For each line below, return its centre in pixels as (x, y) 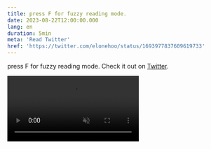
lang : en (20, 27)
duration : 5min (29, 33)
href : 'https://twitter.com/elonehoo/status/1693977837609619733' (106, 46)
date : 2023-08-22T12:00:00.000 (53, 20)
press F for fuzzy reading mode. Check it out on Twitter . (88, 66)
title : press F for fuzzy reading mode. (67, 14)
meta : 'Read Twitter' (39, 40)
